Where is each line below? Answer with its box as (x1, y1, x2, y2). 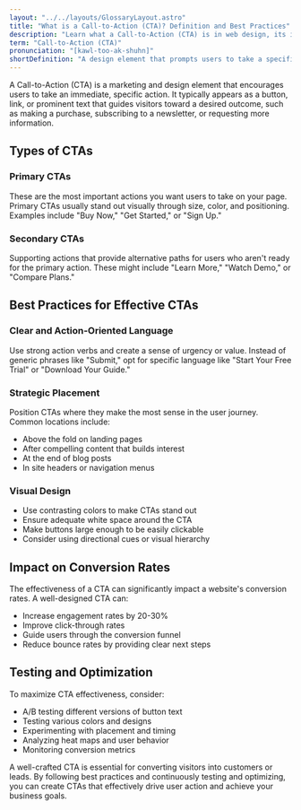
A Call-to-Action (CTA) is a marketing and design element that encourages (9, 80, 284, 90)
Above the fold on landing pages (21, 433, 143, 444)
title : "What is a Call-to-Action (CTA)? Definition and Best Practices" (9, 22, 291, 30)
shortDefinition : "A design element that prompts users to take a (9, 55, 262, 64)
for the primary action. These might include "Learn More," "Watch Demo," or (9, 262, 291, 273)
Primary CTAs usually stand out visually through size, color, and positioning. (9, 200, 289, 211)
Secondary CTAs (9, 232, 85, 245)
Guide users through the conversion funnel (21, 630, 181, 640)
